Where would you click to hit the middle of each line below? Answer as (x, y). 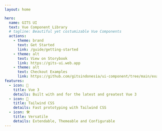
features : (15, 81)
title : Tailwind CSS (34, 103)
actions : (18, 36)
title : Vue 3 (26, 90)
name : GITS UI (23, 23)
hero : (10, 18)
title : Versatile (31, 117)
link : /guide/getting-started (48, 49)
